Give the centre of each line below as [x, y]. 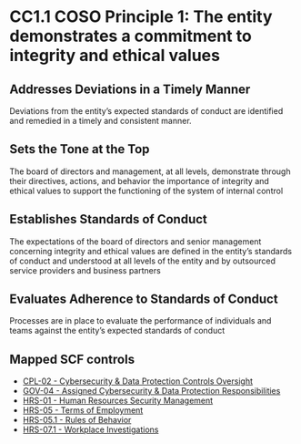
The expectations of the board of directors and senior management [135, 241]
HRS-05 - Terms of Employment [83, 410]
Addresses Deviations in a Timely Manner [130, 89]
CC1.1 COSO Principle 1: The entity [141, 17]
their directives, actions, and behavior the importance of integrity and [140, 181]
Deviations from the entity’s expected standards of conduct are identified [146, 111]
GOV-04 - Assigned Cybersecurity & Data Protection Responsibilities [151, 391]
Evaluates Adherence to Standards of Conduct [144, 299]
